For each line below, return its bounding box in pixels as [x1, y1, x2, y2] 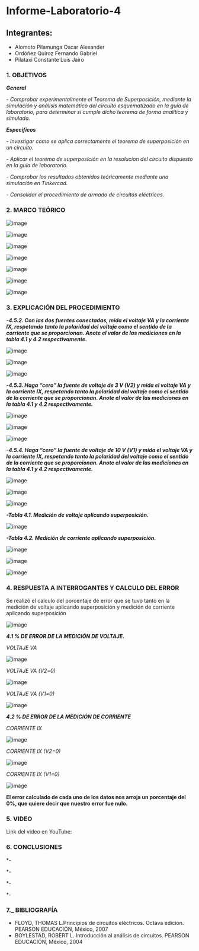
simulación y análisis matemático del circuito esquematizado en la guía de [6, 102, 189, 109]
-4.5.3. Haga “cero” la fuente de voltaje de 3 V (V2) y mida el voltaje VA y [6, 381, 191, 389]
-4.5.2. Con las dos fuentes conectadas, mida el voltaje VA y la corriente [6, 316, 190, 324]
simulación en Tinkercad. [6, 180, 68, 187]
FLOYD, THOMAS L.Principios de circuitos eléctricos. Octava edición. [14, 920, 184, 927]
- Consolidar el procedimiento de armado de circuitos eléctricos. [6, 191, 165, 198]
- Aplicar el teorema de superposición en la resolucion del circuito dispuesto [6, 155, 193, 163]
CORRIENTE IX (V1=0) [6, 771, 60, 778]
